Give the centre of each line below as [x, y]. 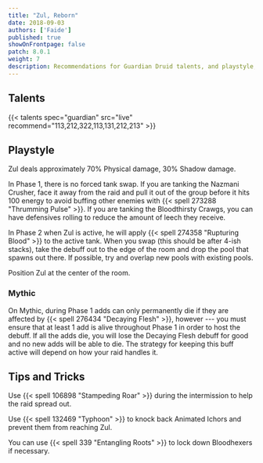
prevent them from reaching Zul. [60, 428]
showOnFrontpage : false [47, 45]
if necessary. [29, 451]
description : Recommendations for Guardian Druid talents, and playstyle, [133, 67]
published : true [34, 37]
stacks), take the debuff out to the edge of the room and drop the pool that [128, 250]
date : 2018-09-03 [36, 23]
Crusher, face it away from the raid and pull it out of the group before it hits [129, 192]
